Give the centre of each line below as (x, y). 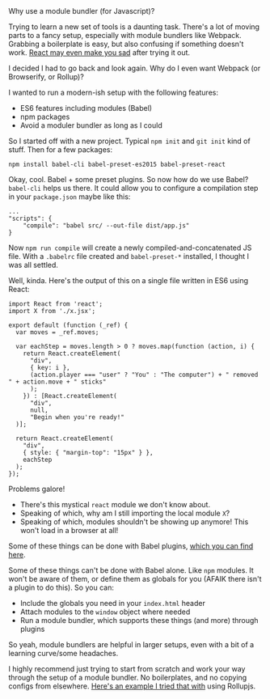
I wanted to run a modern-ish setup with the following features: (113, 92)
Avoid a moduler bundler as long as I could (91, 125)
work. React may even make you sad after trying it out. (99, 53)
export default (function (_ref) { (68, 325)
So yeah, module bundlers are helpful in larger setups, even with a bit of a (131, 644)
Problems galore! (37, 489)
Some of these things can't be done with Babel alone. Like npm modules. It (131, 570)
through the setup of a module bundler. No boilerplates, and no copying (128, 678)
